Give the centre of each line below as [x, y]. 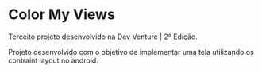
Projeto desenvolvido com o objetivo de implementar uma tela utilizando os [131, 52]
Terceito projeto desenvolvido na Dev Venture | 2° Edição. [103, 36]
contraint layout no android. [54, 60]
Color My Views [62, 15]
